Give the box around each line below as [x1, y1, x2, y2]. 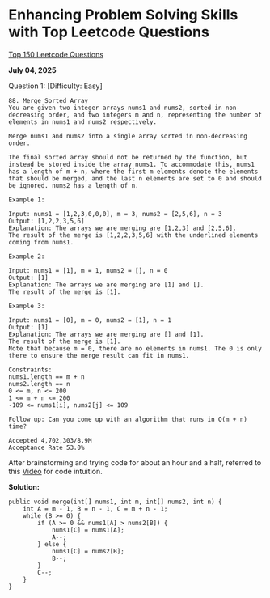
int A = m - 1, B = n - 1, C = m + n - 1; [23, 504, 168, 513]
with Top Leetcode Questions [8, 23, 210, 41]
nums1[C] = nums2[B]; [51, 547, 125, 555]
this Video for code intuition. [8, 466, 103, 476]
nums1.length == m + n [8, 372, 85, 381]
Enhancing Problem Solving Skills [8, 6, 238, 24]
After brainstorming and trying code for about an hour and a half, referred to [8, 457, 262, 467]
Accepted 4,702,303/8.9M [8, 436, 92, 444]
